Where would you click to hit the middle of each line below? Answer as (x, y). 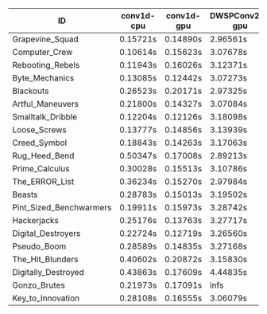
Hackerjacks (36, 220)
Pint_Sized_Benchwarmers (62, 208)
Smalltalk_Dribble (45, 117)
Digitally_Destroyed (48, 272)
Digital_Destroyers (46, 233)
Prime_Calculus (41, 169)
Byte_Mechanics (43, 78)
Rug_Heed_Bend (43, 156)
